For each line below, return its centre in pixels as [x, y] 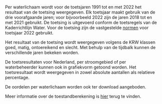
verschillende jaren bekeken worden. [42, 52]
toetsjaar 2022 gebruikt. [29, 33]
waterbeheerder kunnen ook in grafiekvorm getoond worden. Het [71, 67]
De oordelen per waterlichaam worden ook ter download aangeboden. [76, 87]
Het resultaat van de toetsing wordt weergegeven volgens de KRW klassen [80, 42]
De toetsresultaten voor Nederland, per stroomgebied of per [66, 62]
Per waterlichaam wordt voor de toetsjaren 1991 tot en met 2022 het [73, 7]
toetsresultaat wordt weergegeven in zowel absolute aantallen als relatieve [80, 72]
